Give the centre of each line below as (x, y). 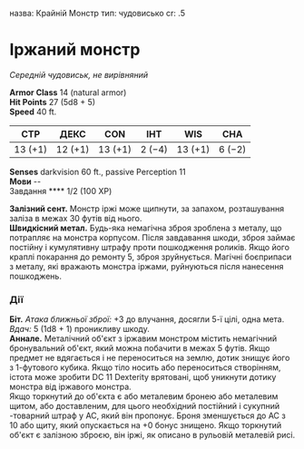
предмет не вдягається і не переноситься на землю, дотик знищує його (150, 358)
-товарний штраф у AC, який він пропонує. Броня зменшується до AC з (147, 415)
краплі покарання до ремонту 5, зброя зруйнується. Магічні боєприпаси (151, 257)
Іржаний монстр (75, 50)
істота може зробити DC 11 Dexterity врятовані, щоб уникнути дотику (143, 377)
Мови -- (25, 181)
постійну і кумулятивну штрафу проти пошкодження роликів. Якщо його (150, 247)
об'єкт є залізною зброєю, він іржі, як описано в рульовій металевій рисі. (152, 435)
